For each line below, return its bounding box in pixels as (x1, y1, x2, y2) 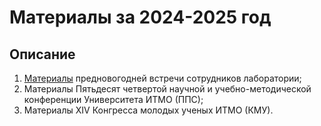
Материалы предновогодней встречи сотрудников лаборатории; (23, 72, 302, 84)
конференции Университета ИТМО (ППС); (23, 94, 204, 105)
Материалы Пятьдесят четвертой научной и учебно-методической (23, 83, 312, 95)
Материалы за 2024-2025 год (9, 6, 272, 29)
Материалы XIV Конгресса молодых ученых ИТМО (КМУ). (23, 104, 274, 116)
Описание (9, 46, 76, 63)
